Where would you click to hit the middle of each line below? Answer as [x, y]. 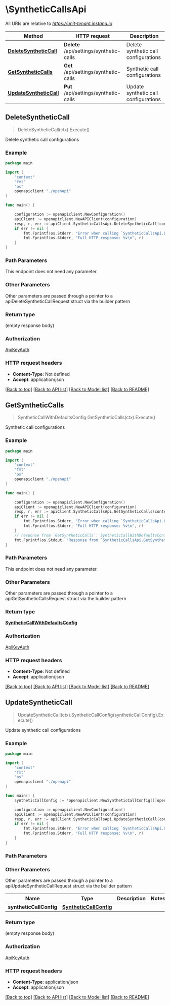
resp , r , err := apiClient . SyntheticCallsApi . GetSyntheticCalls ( [85, 512]
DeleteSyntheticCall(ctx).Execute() [54, 129]
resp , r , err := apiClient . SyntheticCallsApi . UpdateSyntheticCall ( [87, 819]
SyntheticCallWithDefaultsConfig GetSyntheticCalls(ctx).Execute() [87, 418]
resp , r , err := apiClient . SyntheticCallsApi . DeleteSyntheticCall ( [87, 224]
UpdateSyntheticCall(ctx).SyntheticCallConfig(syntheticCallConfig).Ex [90, 715]
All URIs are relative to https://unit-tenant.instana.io [59, 23]
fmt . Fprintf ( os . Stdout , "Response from [56, 540]
